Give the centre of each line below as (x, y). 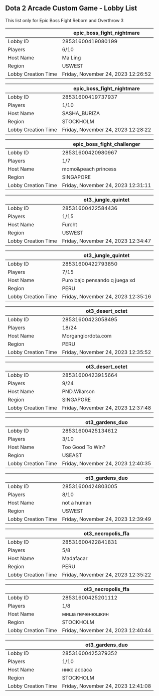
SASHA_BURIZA (81, 113)
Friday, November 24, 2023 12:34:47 (107, 241)
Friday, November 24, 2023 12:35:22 (107, 574)
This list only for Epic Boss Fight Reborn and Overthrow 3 (64, 20)
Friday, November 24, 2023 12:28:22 (107, 129)
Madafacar (75, 558)
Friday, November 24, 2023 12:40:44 (107, 630)
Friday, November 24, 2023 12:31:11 (107, 185)
